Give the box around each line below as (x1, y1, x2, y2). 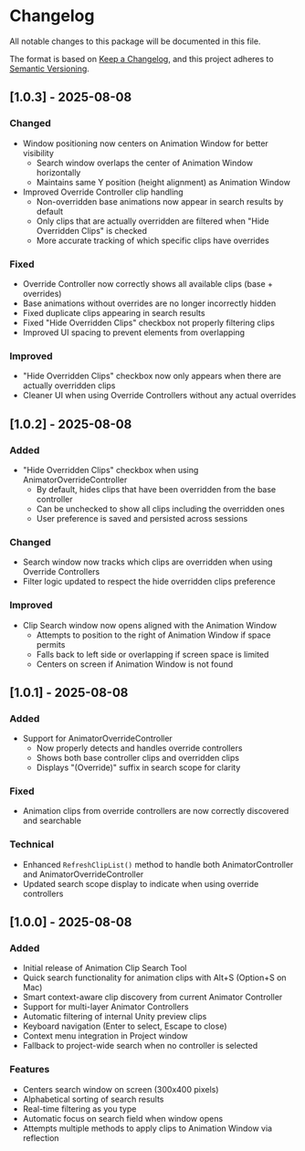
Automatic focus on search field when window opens (22, 1113, 224, 1124)
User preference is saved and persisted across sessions (36, 512, 248, 523)
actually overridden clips (22, 380, 116, 391)
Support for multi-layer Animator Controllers (22, 1001, 189, 1012)
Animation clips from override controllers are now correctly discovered (22, 806, 289, 817)
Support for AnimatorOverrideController (22, 733, 174, 744)
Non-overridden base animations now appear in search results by (36, 195, 284, 206)
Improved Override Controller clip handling (22, 186, 184, 197)
